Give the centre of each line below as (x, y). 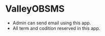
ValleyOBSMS (35, 9)
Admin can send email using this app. (52, 23)
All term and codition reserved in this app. (56, 28)
